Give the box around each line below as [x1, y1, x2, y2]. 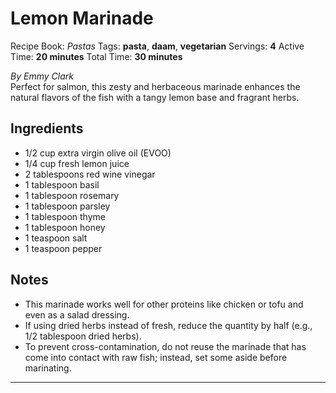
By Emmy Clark [10, 70, 74, 82]
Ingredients [10, 120, 84, 137]
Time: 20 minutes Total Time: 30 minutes [10, 50, 183, 62]
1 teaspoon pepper [24, 242, 103, 254]
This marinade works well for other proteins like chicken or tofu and [24, 298, 304, 310]
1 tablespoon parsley [24, 200, 111, 212]
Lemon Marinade [10, 7, 154, 30]
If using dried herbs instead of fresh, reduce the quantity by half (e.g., [24, 319, 313, 331]
